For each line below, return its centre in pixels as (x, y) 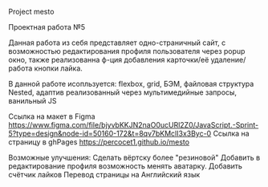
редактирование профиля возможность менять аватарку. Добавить (126, 166)
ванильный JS (32, 101)
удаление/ (228, 60)
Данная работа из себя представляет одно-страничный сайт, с (117, 43)
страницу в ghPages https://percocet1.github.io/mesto (99, 142)
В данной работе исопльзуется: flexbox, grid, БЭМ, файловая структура (131, 84)
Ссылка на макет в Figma (52, 116)
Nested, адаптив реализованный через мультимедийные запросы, (123, 92)
